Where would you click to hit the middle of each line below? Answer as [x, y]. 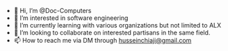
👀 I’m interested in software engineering [71, 18]
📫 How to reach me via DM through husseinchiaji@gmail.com [103, 40]
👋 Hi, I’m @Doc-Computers [52, 11]
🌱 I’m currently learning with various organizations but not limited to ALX [117, 25]
